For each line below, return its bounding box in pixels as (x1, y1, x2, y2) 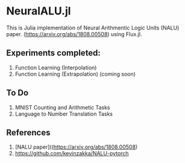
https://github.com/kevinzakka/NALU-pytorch (14, 150, 129, 157)
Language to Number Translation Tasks (14, 110, 113, 117)
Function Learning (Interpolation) (14, 64, 97, 71)
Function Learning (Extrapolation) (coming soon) (14, 70, 136, 78)
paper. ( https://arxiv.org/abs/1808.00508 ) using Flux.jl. (6, 30, 142, 37)
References (6, 128, 51, 138)
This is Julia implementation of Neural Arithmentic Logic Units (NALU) (6, 24, 180, 31)
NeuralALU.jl (6, 4, 71, 18)
